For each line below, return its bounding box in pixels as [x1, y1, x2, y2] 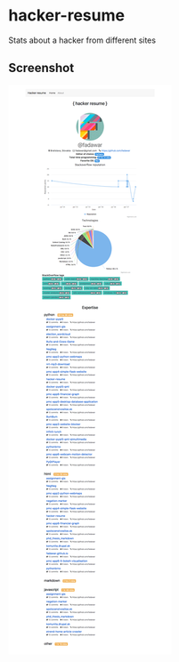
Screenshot [8, 61, 75, 76]
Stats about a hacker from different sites [8, 35, 157, 45]
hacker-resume [8, 5, 126, 26]
